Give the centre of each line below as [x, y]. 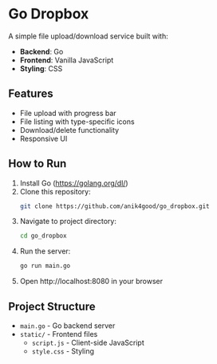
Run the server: [45, 251]
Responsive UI [43, 138]
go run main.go [45, 266]
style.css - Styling [63, 351]
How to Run [37, 164]
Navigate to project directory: [68, 222]
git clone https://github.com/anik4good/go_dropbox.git [114, 206]
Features [31, 94]
